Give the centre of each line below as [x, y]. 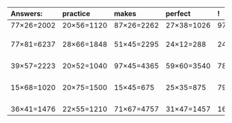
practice [76, 13]
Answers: [27, 13]
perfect [178, 13]
